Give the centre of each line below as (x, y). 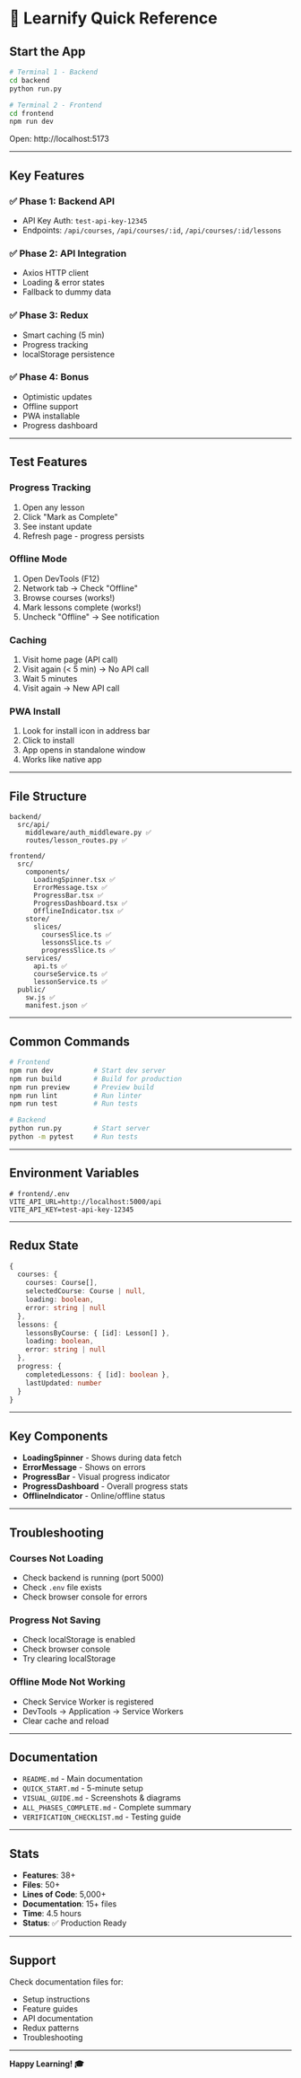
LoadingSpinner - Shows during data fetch (102, 1457)
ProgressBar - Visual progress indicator (96, 1477)
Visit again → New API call (71, 688)
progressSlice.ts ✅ (79, 951)
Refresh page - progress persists (83, 536)
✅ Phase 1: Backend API (62, 201)
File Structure (48, 796)
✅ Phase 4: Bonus (49, 377)
